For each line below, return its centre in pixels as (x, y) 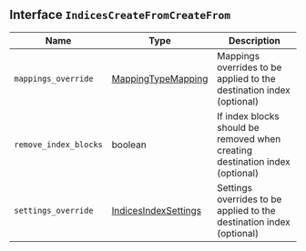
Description (255, 40)
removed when (249, 138)
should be (238, 127)
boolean (129, 145)
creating (235, 150)
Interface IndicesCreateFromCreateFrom (120, 15)
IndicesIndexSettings (157, 210)
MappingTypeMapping (160, 78)
